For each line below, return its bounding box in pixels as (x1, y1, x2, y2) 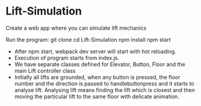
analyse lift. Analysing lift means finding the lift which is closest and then (14, 86, 196, 93)
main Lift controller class (14, 67, 76, 74)
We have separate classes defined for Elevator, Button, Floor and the (14, 61, 185, 68)
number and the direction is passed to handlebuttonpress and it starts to (14, 80, 194, 87)
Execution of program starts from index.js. (14, 54, 120, 61)
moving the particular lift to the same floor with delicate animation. (14, 93, 179, 100)
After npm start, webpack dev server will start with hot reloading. (14, 47, 176, 55)
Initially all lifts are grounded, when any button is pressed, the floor (14, 73, 180, 81)
